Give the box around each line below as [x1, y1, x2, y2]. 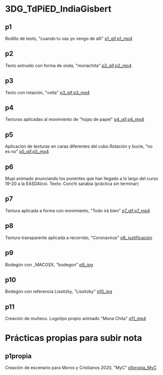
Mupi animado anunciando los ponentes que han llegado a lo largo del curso [5, 176, 158, 182]
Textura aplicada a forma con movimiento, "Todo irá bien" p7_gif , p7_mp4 [5, 207, 150, 213]
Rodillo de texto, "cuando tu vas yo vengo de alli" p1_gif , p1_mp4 [5, 35, 133, 41]
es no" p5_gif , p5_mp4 [5, 149, 49, 154]
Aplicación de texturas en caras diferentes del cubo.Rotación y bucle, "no [5, 143, 153, 149]
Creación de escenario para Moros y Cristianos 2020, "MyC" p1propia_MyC [5, 365, 157, 371]
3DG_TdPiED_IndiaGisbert [5, 3, 111, 15]
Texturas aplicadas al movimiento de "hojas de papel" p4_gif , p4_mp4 [5, 117, 145, 122]
